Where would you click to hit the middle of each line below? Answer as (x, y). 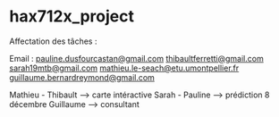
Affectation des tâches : (53, 41)
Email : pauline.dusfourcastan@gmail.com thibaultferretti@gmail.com (136, 58)
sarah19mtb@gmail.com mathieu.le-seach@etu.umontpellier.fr (124, 68)
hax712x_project (72, 17)
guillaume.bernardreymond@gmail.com (82, 77)
